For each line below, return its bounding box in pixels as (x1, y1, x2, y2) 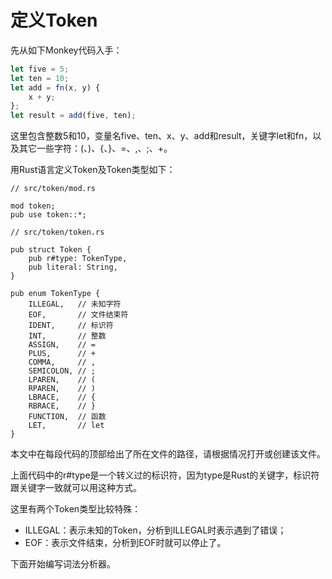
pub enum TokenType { (10, 289, 101, 299)
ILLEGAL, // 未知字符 (28, 299, 122, 310)
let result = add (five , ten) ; (10, 111, 137, 121)
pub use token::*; (10, 210, 87, 220)
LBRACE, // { (28, 392, 97, 403)
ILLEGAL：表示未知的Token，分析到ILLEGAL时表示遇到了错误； (24, 524, 287, 536)
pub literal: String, (28, 262, 118, 273)
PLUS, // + (28, 349, 97, 359)
